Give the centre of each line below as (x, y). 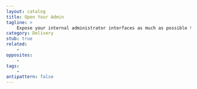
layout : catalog (26, 11)
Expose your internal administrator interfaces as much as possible (102, 28)
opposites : (19, 55)
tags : (13, 66)
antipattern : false (30, 77)
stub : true (19, 39)
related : (17, 44)
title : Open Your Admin (35, 17)
